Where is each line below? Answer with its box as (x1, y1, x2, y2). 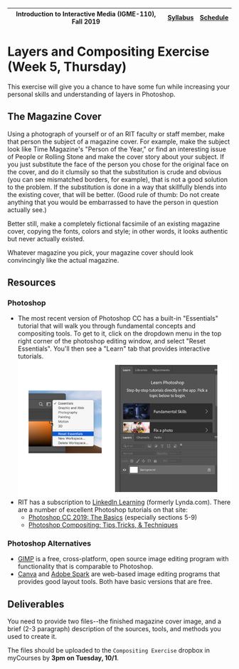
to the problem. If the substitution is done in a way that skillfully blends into (7, 183, 227, 191)
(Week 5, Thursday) (7, 59, 127, 75)
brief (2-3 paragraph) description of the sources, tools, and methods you (7, 625, 222, 633)
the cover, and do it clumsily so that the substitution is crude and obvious (7, 167, 222, 176)
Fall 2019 (71, 17, 101, 26)
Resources (7, 276, 56, 289)
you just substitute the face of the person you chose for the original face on (7, 160, 229, 168)
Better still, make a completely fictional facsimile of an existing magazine (7, 219, 221, 228)
